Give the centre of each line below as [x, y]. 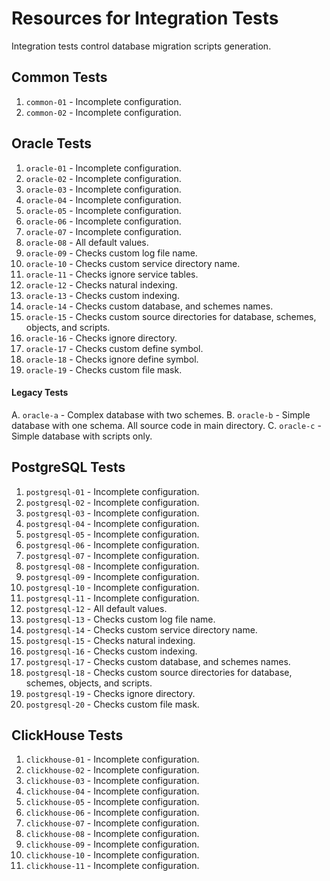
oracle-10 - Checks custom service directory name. [133, 263]
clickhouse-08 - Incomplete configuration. [112, 834]
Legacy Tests [40, 393]
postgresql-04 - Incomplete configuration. [112, 523]
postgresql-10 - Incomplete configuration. [112, 587]
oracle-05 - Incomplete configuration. [103, 210]
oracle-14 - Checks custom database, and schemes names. [149, 306]
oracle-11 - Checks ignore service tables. [112, 274]
